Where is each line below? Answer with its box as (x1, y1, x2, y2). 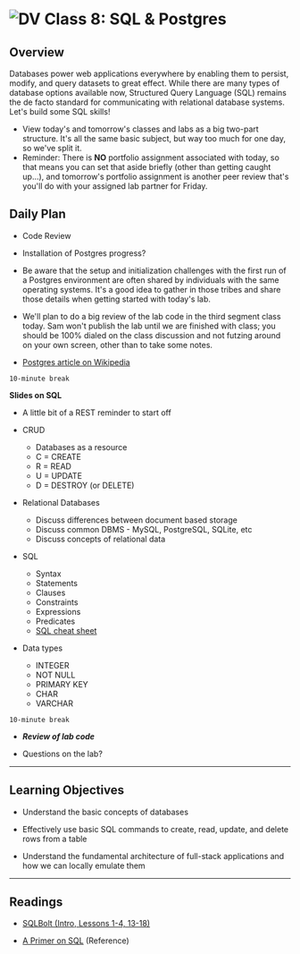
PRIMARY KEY (35, 678, 89, 689)
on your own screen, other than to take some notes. (21, 339, 212, 350)
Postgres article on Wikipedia (21, 356, 131, 367)
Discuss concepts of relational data (35, 533, 166, 544)
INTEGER (35, 660, 70, 670)
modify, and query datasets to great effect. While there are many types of (9, 78, 280, 89)
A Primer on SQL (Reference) (21, 935, 129, 946)
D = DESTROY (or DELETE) (35, 480, 135, 490)
